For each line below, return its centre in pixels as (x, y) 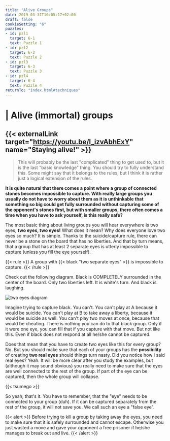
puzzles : (14, 29)
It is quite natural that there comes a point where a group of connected (81, 188)
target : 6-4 (23, 81)
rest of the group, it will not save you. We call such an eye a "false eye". (80, 407)
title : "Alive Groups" (29, 10)
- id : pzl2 (17, 48)
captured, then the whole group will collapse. (53, 377)
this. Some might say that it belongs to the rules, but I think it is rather (90, 173)
